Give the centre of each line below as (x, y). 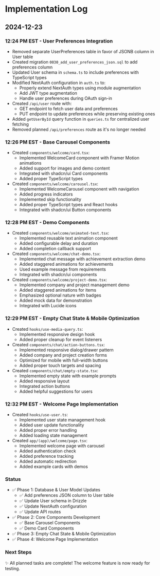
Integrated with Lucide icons (48, 306)
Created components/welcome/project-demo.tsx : (59, 280)
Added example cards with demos (54, 467)
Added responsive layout (44, 381)
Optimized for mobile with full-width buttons (63, 360)
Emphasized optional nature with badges (60, 295)
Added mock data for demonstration (56, 300)
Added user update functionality (52, 425)
